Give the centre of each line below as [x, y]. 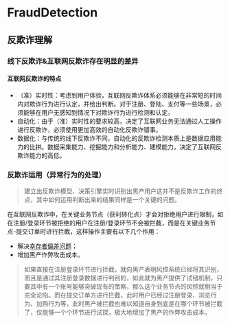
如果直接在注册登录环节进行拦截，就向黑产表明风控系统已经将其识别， [123, 269]
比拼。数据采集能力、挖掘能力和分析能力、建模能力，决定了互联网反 [125, 146]
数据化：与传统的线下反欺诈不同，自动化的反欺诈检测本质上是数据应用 [116, 138]
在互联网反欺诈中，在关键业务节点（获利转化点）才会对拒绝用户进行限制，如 [115, 214]
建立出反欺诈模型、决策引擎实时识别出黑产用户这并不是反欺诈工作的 [120, 191]
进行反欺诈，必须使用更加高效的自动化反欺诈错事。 [89, 129]
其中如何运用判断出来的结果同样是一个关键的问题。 [108, 200]
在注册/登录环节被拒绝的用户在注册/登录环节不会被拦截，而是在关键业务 [109, 223]
